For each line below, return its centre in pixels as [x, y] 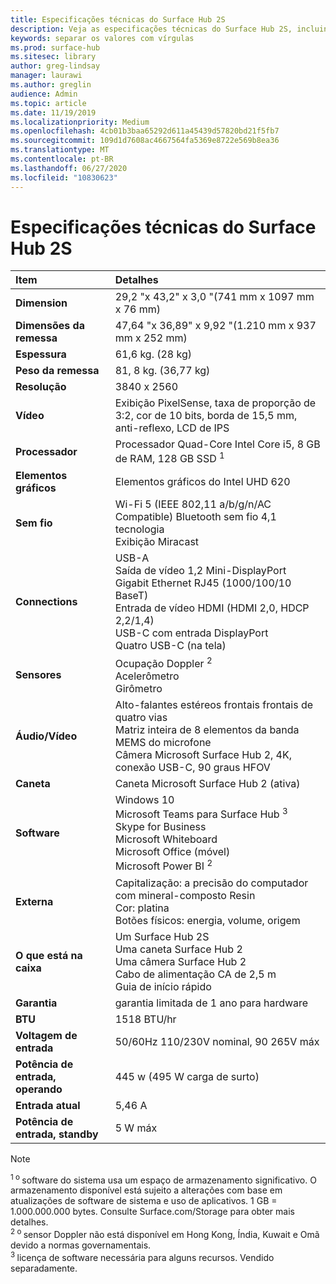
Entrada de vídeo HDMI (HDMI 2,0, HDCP [212, 608]
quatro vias [141, 718]
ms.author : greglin [51, 85]
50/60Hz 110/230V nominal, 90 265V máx [217, 1041]
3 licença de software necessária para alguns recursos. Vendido [142, 1256]
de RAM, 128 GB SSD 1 [169, 458]
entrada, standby [57, 1134]
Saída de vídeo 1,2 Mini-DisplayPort [200, 570]
